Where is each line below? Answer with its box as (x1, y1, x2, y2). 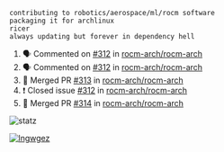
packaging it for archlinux (9, 16, 115, 25)
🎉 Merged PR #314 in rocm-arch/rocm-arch (22, 98, 184, 108)
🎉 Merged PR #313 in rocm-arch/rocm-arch (22, 75, 184, 85)
